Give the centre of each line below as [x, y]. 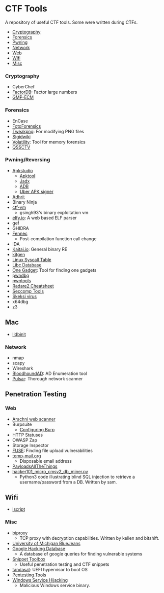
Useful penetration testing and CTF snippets [64, 564]
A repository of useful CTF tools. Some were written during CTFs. [71, 22]
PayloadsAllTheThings [35, 466]
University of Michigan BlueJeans [46, 543]
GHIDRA [21, 228]
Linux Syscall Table [32, 259]
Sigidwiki [21, 137]
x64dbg [20, 301]
